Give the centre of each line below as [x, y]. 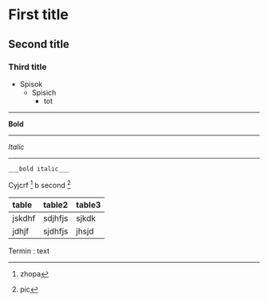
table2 [55, 205]
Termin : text [29, 251]
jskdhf [24, 218]
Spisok [31, 84]
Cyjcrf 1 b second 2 [40, 184]
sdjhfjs [55, 218]
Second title [39, 44]
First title [39, 15]
